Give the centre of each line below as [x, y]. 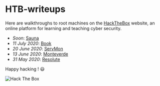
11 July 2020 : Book [32, 43]
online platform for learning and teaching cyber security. [63, 28]
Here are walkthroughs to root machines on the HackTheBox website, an [80, 23]
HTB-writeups [35, 9]
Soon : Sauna [26, 38]
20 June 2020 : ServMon [38, 48]
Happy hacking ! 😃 [25, 69]
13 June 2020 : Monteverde [40, 54]
